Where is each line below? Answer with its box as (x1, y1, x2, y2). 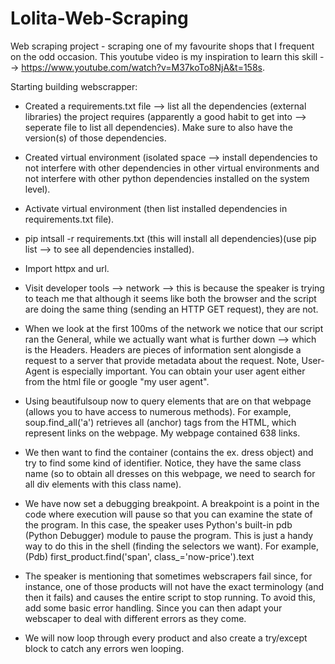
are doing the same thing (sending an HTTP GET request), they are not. (24, 303, 319, 315)
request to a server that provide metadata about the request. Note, (24, 354, 300, 366)
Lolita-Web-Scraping (10, 7, 189, 30)
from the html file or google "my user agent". (24, 375, 210, 387)
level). (24, 183, 51, 195)
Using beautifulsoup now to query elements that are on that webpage (24, 395, 312, 407)
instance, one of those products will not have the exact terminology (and (24, 580, 325, 592)
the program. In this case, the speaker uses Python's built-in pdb (24, 518, 293, 531)
